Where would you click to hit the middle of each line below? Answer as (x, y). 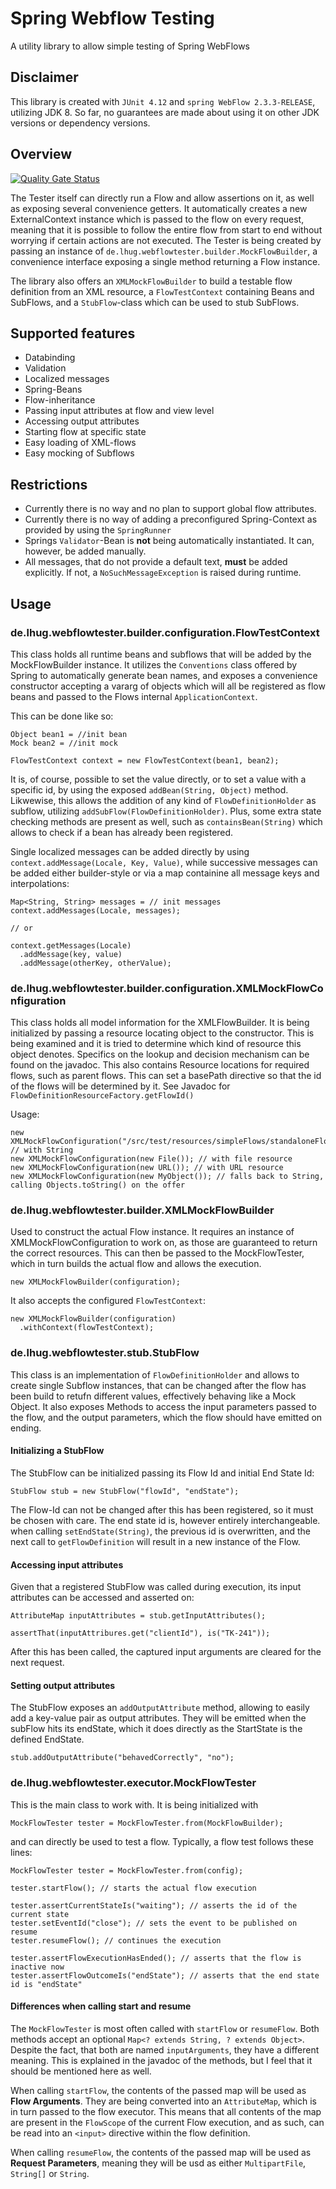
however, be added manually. (85, 551)
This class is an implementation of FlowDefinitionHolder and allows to (155, 1374)
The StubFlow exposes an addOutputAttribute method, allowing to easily (160, 1708)
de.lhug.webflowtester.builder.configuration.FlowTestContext (165, 632)
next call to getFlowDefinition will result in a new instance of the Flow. (155, 1541)
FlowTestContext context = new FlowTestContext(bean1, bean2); (145, 760)
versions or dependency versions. (80, 123)
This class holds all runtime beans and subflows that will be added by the (161, 654)
